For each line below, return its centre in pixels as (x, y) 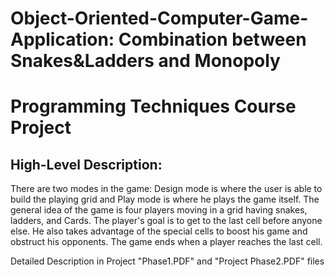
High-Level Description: (86, 164)
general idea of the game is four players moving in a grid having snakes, (159, 210)
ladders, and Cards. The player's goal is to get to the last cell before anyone (166, 221)
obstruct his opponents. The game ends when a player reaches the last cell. (166, 242)
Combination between (212, 39)
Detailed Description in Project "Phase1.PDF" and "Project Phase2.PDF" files (167, 261)
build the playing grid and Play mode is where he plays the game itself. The (165, 199)
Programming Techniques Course (153, 106)
